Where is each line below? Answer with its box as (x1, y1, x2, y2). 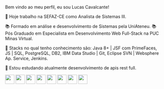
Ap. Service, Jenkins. (5, 56, 48, 61)
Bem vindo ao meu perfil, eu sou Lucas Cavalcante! (5, 4, 109, 10)
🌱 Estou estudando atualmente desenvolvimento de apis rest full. (5, 65, 137, 70)
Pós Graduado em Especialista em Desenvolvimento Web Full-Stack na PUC (5, 30, 159, 36)
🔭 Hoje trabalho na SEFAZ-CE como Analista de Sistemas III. (5, 14, 127, 19)
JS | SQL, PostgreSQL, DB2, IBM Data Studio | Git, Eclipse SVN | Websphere (5, 50, 159, 56)
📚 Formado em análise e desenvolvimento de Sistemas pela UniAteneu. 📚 (5, 23, 157, 29)
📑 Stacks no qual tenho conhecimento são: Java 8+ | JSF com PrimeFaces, (5, 45, 157, 51)
